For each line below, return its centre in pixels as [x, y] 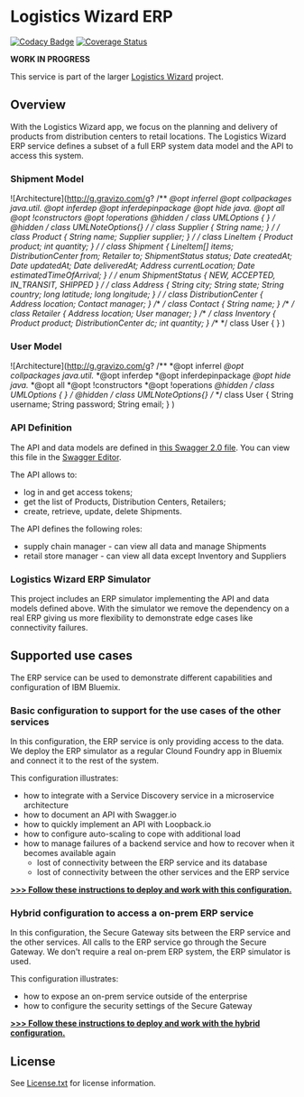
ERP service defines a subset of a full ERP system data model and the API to [152, 145]
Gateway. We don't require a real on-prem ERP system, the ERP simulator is [151, 952]
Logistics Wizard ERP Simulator [81, 579]
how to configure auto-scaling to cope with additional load [132, 834]
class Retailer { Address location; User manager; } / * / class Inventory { [143, 314]
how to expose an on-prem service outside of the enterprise [135, 996]
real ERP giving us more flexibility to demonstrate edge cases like [132, 618]
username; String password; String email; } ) [92, 404]
